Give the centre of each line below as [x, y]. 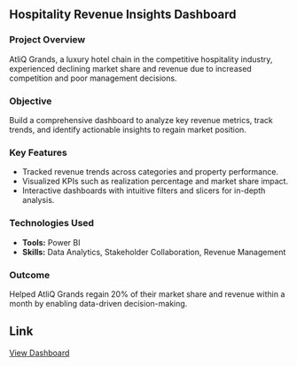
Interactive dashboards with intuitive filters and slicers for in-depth [144, 191]
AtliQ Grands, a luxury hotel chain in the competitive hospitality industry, [141, 59]
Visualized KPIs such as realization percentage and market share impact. [155, 182]
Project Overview [47, 40]
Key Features [39, 152]
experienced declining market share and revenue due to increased [131, 68]
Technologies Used [52, 223]
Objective [31, 101]
